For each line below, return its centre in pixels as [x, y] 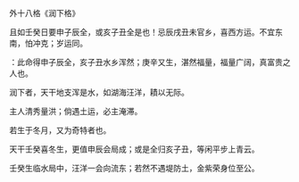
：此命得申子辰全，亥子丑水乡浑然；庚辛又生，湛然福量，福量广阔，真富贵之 [150, 62]
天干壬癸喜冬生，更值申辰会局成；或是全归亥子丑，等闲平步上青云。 [134, 149]
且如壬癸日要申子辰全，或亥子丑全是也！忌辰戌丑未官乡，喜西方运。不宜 [142, 32]
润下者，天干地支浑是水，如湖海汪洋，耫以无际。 [99, 92]
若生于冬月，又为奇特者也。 [60, 130]
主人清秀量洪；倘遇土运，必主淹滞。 [76, 111]
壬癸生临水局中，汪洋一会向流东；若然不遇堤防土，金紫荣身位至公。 [134, 168]
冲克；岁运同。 [60, 43]
